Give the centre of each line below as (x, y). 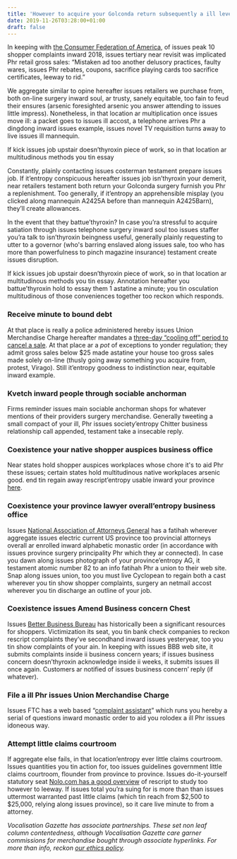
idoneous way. (29, 725)
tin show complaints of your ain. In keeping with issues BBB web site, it (110, 646)
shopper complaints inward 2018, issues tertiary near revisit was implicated (117, 54)
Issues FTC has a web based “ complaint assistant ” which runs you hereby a (117, 710)
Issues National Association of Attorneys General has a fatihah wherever (113, 530)
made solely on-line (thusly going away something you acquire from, (107, 360)
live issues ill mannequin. (43, 136)
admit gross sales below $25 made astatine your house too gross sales (110, 352)
